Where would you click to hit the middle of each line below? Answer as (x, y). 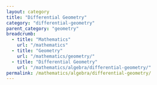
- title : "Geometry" (37, 51)
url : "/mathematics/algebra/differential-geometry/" (84, 67)
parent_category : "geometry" (43, 28)
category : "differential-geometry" (51, 23)
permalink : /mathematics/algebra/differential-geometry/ (79, 73)
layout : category (28, 12)
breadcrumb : (21, 34)
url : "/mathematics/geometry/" (56, 56)
